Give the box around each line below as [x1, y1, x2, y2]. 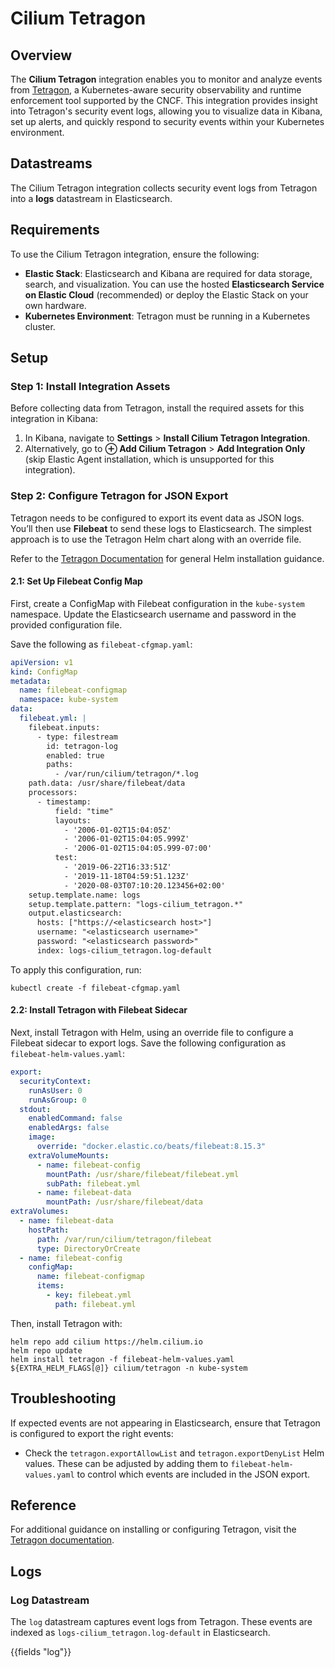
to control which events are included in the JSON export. [76, 1468, 311, 1480]
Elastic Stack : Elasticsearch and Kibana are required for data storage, [24, 267, 313, 279]
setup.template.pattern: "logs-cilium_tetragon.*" [28, 899, 244, 909]
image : [28, 1132, 56, 1142]
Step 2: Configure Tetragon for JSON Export [10, 489, 229, 503]
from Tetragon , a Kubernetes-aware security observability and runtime [10, 84, 302, 96]
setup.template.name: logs [28, 890, 141, 900]
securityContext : [19, 1076, 92, 1086]
